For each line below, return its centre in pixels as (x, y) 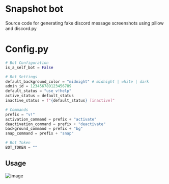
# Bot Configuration (27, 63)
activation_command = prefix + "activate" (51, 119)
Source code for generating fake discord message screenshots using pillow (84, 23)
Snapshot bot (34, 9)
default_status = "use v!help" (38, 91)
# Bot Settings (21, 77)
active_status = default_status (39, 96)
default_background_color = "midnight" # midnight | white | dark (77, 82)
